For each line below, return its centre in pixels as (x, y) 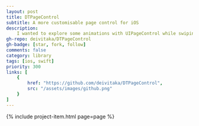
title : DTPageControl (33, 17)
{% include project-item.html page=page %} (60, 117)
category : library (29, 56)
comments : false (26, 50)
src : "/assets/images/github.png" (70, 89)
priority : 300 (24, 67)
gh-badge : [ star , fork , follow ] (46, 45)
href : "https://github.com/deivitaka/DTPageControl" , (95, 83)
